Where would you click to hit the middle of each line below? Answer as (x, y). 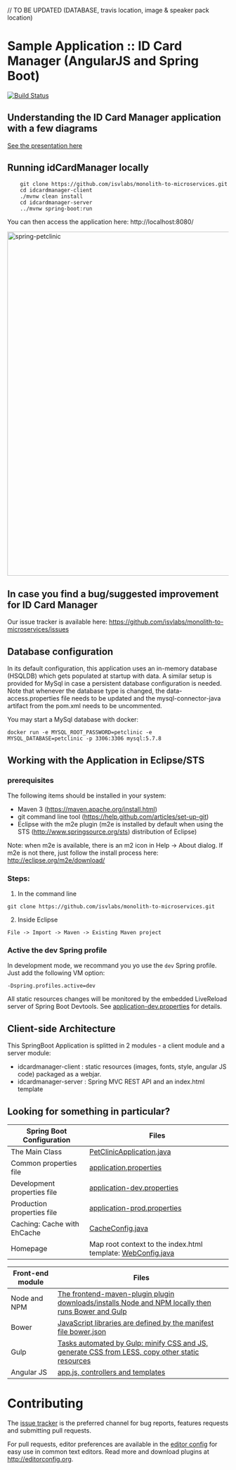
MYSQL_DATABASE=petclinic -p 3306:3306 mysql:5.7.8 (84, 739)
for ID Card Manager (53, 605)
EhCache (26, 1233)
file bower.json (82, 1332)
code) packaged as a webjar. (59, 1074)
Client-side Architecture (61, 1028)
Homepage (29, 1249)
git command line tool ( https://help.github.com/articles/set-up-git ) (113, 817)
